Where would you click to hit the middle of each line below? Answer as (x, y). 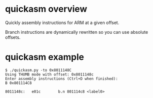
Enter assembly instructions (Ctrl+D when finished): (62, 79)
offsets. (13, 37)
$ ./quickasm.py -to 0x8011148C (38, 70)
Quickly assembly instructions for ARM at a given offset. (62, 23)
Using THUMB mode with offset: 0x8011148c (49, 74)
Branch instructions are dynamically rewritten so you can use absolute (76, 32)
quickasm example (45, 57)
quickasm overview (46, 9)
